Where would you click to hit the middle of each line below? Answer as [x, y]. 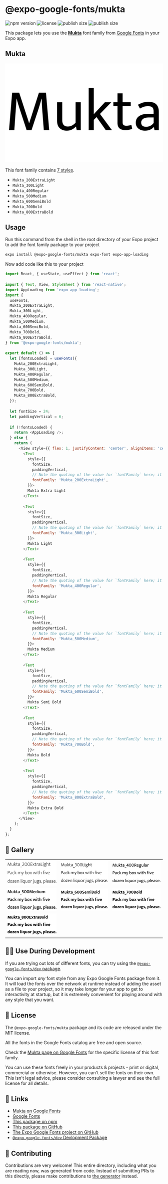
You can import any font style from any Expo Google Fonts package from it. [83, 978]
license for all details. [27, 1083]
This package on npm [35, 1122]
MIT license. [18, 1033]
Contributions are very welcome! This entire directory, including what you [81, 1165]
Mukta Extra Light [46, 491]
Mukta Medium [41, 649]
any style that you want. [30, 1000]
